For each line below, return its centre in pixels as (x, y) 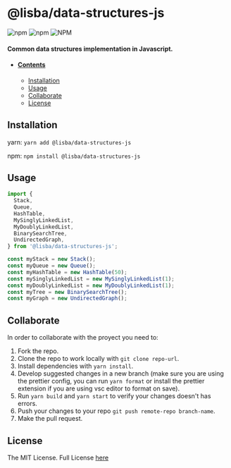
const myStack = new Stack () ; (52, 259)
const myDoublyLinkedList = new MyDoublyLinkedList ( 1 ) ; (91, 285)
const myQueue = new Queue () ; (52, 266)
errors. (27, 404)
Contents (31, 65)
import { (20, 194)
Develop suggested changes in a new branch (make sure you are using (120, 374)
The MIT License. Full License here (58, 457)
